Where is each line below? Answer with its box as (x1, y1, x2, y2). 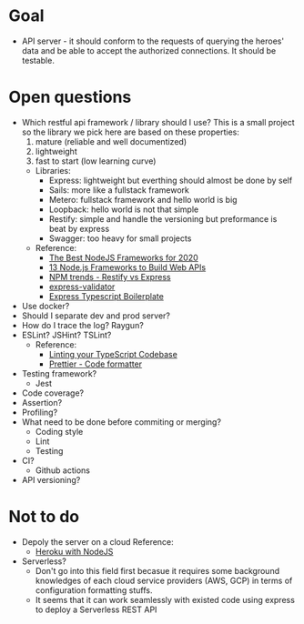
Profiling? (21, 407, 58, 418)
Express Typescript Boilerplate (48, 290, 165, 301)
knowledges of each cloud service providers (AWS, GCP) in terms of (35, 575, 293, 586)
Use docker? (21, 300, 70, 311)
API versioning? (21, 474, 81, 485)
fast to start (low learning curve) (35, 156, 157, 166)
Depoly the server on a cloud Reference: (21, 536, 174, 547)
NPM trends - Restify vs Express (48, 271, 171, 282)
